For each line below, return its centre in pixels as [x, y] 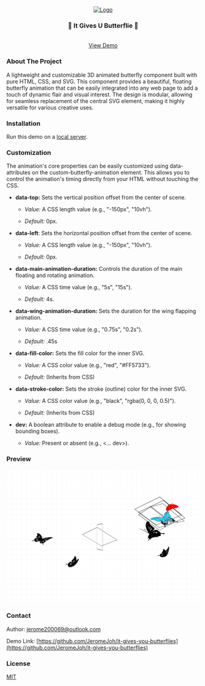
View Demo [103, 45]
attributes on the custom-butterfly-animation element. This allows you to [98, 173]
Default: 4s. [39, 299]
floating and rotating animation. [55, 275]
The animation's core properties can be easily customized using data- [95, 166]
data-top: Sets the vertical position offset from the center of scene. [100, 198]
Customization [29, 152]
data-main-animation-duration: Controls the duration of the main [99, 269]
